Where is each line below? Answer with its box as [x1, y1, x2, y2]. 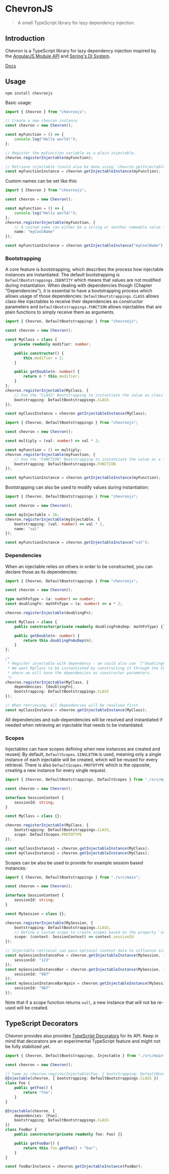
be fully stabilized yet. [5, 1043, 51, 1049]
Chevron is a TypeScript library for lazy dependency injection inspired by [5, 47, 156, 53]
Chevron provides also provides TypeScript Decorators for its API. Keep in [5, 1033, 159, 1039]
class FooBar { [5, 1127, 37, 1132]
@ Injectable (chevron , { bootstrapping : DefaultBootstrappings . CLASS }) [5, 1076, 158, 1081]
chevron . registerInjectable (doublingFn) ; [5, 610, 94, 615]
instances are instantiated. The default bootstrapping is [5, 272, 120, 278]
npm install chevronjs [5, 91, 53, 96]
